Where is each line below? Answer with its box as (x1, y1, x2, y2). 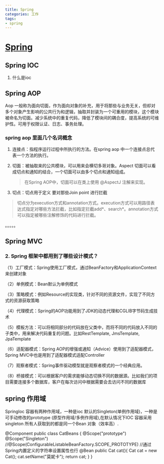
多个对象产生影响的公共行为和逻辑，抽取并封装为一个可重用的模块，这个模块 (5, 109, 159, 115)
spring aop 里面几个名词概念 (5, 134, 72, 141)
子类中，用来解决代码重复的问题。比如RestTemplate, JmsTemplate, (5, 330, 140, 337)
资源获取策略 (13, 298, 40, 303)
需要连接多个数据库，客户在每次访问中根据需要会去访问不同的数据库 (9, 379, 146, 385)
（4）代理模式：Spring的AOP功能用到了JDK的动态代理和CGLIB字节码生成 (5, 308, 154, 314)
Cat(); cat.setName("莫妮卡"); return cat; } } (5, 453, 93, 459)
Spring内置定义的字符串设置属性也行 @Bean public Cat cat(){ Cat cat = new (5, 447, 157, 453)
